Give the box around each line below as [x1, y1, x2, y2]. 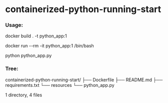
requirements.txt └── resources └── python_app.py [5, 82, 115, 88]
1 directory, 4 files [5, 92, 42, 98]
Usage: [5, 22, 24, 29]
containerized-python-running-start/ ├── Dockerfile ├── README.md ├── [5, 77, 163, 83]
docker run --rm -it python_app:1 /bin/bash [5, 43, 94, 49]
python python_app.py [5, 53, 52, 59]
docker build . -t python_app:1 [5, 33, 67, 39]
